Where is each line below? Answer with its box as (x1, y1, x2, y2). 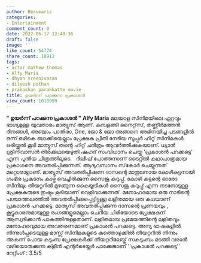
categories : (6, 14, 36, 20)
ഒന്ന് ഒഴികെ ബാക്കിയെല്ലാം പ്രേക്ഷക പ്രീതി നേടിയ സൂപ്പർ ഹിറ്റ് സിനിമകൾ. (6, 134, 185, 141)
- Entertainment (6, 20, 47, 26)
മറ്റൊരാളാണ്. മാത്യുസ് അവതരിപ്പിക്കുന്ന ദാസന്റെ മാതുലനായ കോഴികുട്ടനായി (6, 168, 195, 176)
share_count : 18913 (6, 53, 55, 59)
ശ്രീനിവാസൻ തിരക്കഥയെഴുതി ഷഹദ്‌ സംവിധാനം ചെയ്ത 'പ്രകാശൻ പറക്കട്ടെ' (6, 148, 193, 155)
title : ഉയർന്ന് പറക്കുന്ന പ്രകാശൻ (6, 92, 86, 98)
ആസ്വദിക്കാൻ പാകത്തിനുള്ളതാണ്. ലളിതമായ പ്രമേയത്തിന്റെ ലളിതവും (6, 215, 179, 222)
